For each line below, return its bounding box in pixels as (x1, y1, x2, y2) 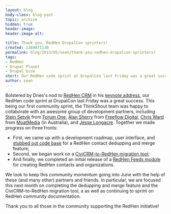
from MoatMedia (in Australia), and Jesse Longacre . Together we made (5, 119, 155, 125)
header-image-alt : (5, 31, 44, 36)
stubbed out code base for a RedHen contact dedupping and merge (12, 140, 155, 146)
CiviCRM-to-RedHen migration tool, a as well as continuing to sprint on (5, 188, 154, 194)
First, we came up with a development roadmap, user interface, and (12, 135, 155, 141)
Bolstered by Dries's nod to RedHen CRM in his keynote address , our (5, 92, 150, 98)
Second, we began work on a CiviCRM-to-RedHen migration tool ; (12, 151, 150, 157)
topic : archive (5, 17, 38, 22)
